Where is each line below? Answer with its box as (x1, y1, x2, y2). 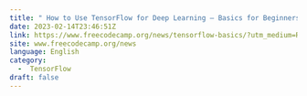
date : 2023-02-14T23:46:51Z (9, 22, 117, 31)
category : (9, 56, 48, 65)
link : (9, 30, 30, 39)
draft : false (9, 73, 59, 82)
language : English (9, 48, 79, 57)
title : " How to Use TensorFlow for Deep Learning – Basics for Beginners (9, 13, 301, 23)
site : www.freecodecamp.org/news (9, 38, 137, 48)
